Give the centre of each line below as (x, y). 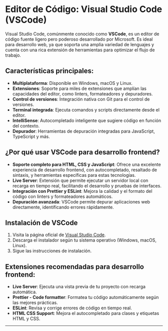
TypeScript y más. (31, 136)
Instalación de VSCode (41, 223)
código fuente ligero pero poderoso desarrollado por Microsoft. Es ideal (79, 39)
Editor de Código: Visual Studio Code (84, 9)
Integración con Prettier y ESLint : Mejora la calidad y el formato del (82, 191)
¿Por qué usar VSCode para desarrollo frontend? (82, 152)
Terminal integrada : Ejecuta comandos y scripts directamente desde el (86, 109)
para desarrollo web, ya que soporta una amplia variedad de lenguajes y (79, 44)
